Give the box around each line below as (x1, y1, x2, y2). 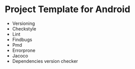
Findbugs (12, 37, 33, 43)
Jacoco (12, 52, 29, 59)
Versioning (12, 20, 35, 26)
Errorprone (12, 47, 36, 53)
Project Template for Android (5, 4, 131, 15)
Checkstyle (12, 25, 36, 31)
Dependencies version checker (12, 58, 78, 64)
